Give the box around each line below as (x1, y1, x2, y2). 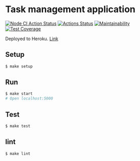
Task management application (5, 4, 136, 15)
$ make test (5, 123, 30, 128)
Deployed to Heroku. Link (5, 36, 58, 42)
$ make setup (5, 63, 33, 69)
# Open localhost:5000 (5, 96, 53, 101)
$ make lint (5, 151, 30, 156)
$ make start (5, 91, 33, 96)
